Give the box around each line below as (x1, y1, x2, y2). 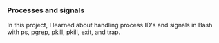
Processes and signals (7, 5, 85, 15)
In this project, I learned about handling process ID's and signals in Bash (7, 21, 213, 29)
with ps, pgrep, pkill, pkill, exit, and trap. (7, 28, 121, 36)
